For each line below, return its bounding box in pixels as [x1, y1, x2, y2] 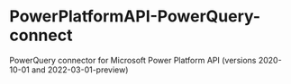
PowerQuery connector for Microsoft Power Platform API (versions [9, 55, 257, 65]
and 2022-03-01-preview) [31, 64, 129, 75]
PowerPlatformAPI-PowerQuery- [9, 6, 261, 27]
